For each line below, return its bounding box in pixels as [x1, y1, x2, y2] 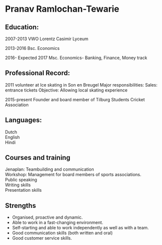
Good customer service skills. [12, 235, 72, 241]
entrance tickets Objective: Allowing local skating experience [5, 87, 128, 93]
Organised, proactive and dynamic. [12, 214, 83, 221]
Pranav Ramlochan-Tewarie [5, 3, 120, 15]
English [5, 134, 20, 140]
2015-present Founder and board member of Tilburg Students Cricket [5, 96, 145, 102]
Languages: [5, 116, 42, 124]
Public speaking [5, 177, 38, 183]
